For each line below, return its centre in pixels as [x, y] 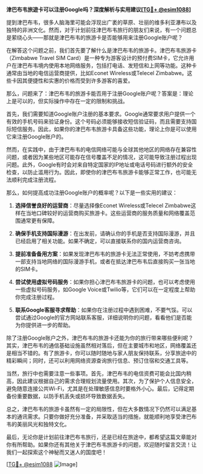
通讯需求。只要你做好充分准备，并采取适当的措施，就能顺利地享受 [99, 416]
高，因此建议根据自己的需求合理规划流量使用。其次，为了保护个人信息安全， [101, 381]
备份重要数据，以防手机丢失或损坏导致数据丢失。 [67, 396]
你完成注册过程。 [36, 297]
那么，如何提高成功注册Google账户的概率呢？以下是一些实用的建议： [92, 193]
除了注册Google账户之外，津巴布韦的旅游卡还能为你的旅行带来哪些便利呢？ [100, 338]
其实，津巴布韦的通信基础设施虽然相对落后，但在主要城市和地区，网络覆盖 [99, 345]
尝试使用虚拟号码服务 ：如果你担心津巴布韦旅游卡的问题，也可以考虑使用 [105, 282]
